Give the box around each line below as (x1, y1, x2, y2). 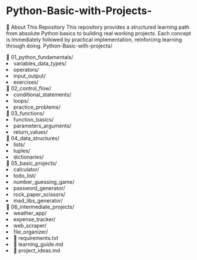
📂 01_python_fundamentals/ (6, 53, 74, 60)
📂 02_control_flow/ (6, 85, 52, 92)
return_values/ (14, 128, 48, 136)
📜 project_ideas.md (14, 247, 61, 254)
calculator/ (14, 166, 39, 173)
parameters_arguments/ (14, 122, 72, 129)
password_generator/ (14, 184, 65, 191)
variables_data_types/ (14, 60, 66, 67)
